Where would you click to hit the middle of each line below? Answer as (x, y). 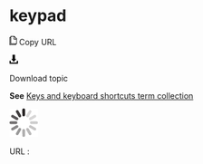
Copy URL (38, 42)
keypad (38, 16)
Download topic (39, 78)
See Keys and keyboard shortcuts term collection (101, 95)
